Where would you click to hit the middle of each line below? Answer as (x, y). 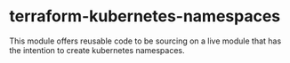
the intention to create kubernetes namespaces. (97, 50)
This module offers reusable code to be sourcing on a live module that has (145, 41)
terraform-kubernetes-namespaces (145, 16)
